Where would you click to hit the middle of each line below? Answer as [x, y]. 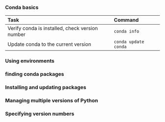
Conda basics [22, 7]
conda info [126, 31]
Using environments [30, 61]
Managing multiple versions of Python [52, 100]
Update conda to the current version [50, 44]
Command [126, 20]
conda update [129, 42]
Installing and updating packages [46, 88]
